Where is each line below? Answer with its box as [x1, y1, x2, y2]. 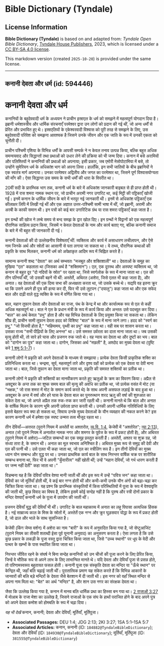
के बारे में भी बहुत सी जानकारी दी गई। [5, 228, 62, 233]
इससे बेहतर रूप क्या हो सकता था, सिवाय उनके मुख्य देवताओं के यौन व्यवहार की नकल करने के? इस [5, 409, 157, 415]
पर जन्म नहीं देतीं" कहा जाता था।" [5, 462, 58, 468]
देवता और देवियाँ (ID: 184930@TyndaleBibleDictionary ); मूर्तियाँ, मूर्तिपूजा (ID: [12, 630, 145, 636]
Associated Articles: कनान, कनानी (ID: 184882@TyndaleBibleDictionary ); [12, 624, 153, 630]
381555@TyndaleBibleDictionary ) [12, 635, 78, 642]
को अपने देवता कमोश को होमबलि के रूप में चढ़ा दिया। [5, 600, 87, 605]
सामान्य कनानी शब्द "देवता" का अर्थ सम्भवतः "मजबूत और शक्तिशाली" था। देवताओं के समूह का [5, 258, 150, 264]
